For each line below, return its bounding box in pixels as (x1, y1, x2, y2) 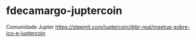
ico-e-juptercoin (6, 29, 46, 36)
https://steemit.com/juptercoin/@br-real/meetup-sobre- (55, 23, 190, 30)
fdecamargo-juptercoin (6, 4, 123, 17)
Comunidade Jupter (6, 23, 54, 30)
